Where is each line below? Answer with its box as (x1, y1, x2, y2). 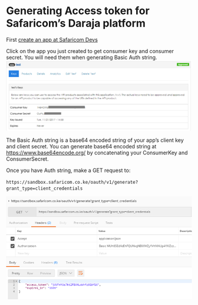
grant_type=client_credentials (6, 185, 83, 192)
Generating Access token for (6, 4, 150, 18)
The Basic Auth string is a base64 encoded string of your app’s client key (6, 137, 184, 144)
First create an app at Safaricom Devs (6, 36, 98, 43)
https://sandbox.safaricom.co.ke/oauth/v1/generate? (6, 180, 138, 185)
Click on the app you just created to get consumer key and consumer (6, 47, 174, 54)
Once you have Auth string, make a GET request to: (6, 167, 131, 174)
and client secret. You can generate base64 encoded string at (6, 143, 157, 150)
